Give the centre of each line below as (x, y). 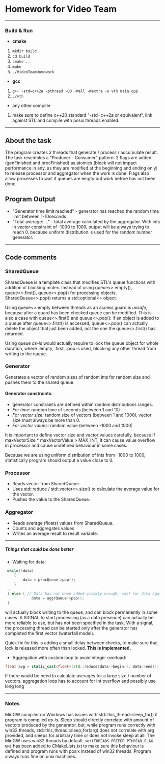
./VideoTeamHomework (33, 72)
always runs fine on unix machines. (41, 756)
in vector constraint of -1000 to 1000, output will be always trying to (81, 227)
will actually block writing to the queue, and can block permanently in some (82, 612)
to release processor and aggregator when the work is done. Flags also (77, 173)
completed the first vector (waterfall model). (50, 633)
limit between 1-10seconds (39, 216)
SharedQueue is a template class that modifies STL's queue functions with (80, 282)
